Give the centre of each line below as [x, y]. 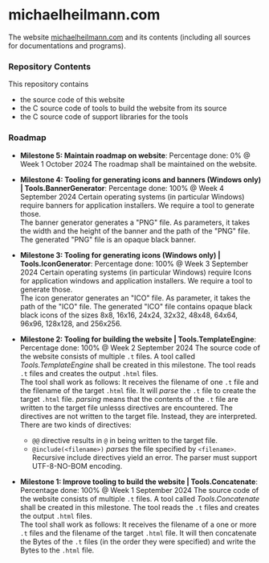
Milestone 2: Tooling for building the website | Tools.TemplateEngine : [138, 339]
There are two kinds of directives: [75, 424]
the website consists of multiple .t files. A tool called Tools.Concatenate [140, 499]
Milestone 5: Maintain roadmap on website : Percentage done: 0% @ [135, 155]
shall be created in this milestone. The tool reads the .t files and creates [139, 507]
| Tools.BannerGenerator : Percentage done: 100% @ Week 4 [122, 188]
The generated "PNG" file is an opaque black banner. [108, 239]
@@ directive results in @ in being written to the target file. [125, 440]
